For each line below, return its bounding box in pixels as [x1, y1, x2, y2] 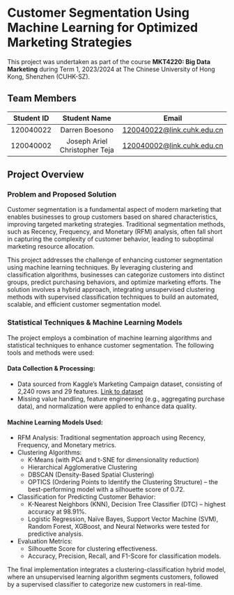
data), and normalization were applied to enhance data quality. [17, 402, 197, 410]
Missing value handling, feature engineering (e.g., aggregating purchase [17, 394, 225, 403]
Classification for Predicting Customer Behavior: [17, 493, 156, 501]
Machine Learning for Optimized [7, 20, 198, 36]
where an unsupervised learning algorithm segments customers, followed [7, 573, 219, 581]
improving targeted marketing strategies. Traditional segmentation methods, [7, 220, 226, 229]
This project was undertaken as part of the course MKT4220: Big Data [7, 57, 211, 65]
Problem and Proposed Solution [7, 190, 117, 199]
